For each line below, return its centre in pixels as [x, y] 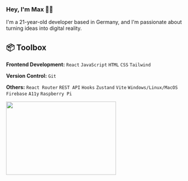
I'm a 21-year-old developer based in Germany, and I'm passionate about [94, 22]
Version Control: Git [31, 76]
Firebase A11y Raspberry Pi [39, 94]
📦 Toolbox [26, 47]
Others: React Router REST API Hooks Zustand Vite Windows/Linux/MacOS [92, 87]
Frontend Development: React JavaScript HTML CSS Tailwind [78, 64]
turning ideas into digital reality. [44, 28]
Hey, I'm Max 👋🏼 [30, 9]
